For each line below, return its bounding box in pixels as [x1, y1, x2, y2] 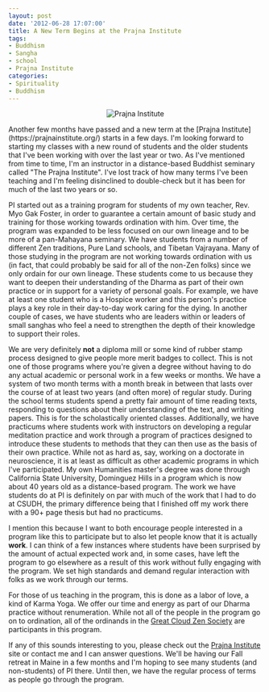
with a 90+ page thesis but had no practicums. [8, 508, 163, 518]
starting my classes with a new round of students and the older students [8, 142, 248, 152]
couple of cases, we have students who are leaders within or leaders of [8, 312, 246, 321]
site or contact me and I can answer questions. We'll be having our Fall [8, 649, 243, 659]
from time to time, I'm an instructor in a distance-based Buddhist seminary [8, 159, 255, 169]
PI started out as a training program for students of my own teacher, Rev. [8, 200, 250, 210]
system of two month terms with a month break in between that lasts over [8, 379, 253, 388]
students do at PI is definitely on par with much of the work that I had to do [8, 490, 256, 501]
